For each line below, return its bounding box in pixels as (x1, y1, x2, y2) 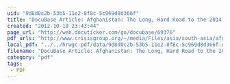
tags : (7, 60, 23, 67)
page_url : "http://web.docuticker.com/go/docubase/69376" (7, 28, 176, 36)
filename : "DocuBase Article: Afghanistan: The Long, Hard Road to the (7, 48, 216, 55)
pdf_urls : (7, 35, 36, 42)
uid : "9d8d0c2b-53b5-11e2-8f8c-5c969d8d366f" (7, 9, 139, 17)
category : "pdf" (7, 54, 53, 61)
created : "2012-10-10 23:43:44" (7, 22, 99, 29)
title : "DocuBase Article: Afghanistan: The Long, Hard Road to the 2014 (7, 16, 222, 23)
